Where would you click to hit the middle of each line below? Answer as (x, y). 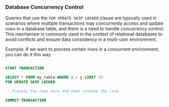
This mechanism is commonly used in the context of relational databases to (84, 34)
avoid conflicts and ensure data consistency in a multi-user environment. (81, 39)
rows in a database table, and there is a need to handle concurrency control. (85, 29)
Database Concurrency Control (44, 7)
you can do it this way (28, 55)
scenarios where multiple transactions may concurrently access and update (84, 23)
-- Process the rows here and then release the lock (62, 91)
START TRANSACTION (25, 68)
